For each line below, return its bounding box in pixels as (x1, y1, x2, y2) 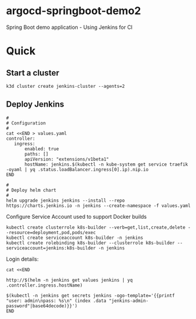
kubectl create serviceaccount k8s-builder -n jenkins (6, 235, 144, 241)
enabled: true (24, 146, 59, 152)
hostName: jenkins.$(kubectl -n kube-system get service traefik (24, 161, 188, 167)
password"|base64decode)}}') (6, 302, 78, 309)
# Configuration (6, 120, 46, 126)
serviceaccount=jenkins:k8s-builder (6, 245, 96, 251)
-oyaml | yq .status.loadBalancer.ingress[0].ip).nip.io (6, 166, 149, 172)
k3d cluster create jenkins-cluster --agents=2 (6, 83, 125, 89)
